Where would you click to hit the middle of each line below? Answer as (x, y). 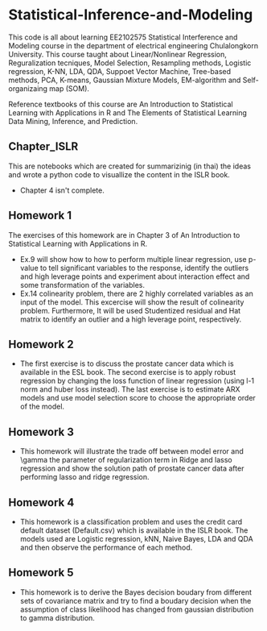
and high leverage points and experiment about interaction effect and (135, 276)
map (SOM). (70, 88)
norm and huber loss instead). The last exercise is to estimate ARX (130, 389)
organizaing (28, 88)
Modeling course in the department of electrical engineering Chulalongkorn (133, 45)
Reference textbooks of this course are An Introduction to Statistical (121, 104)
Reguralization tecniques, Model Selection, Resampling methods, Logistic (130, 63)
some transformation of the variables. (82, 284)
